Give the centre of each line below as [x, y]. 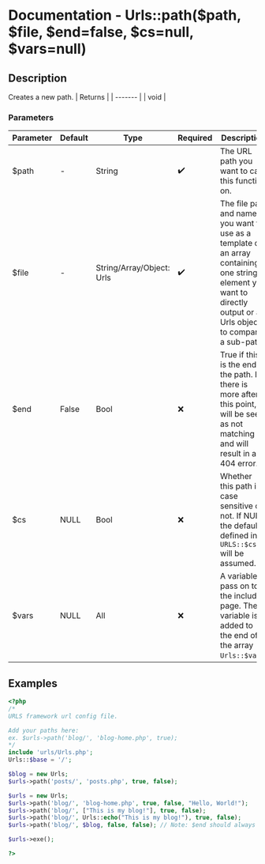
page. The [239, 606]
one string [239, 273]
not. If [231, 516]
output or [237, 312]
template [236, 243]
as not [231, 424]
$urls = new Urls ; [38, 796]
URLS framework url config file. [63, 716]
